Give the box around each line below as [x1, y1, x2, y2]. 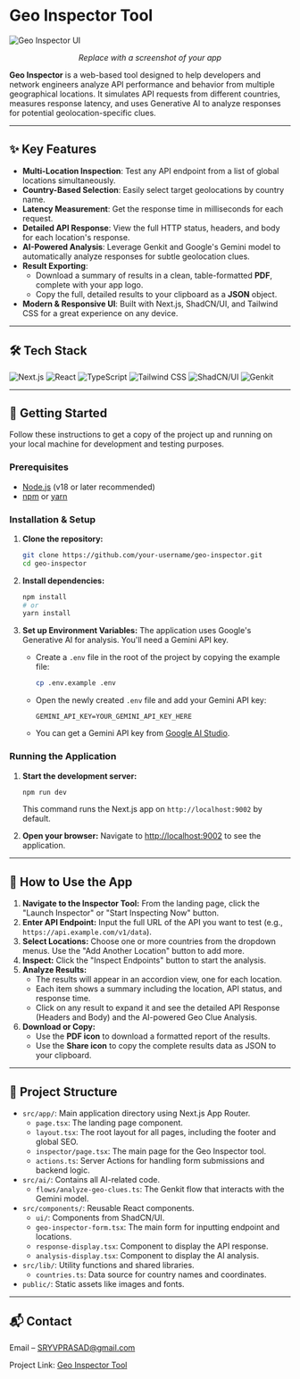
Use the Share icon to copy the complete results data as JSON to [35, 1041, 277, 1051]
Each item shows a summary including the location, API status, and [35, 983, 283, 994]
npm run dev [21, 788, 67, 797]
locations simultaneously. [21, 175, 116, 186]
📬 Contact [9, 1314, 72, 1329]
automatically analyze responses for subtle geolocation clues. [21, 251, 250, 262]
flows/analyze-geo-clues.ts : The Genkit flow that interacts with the [35, 1184, 285, 1195]
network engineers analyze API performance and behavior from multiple [9, 79, 275, 89]
